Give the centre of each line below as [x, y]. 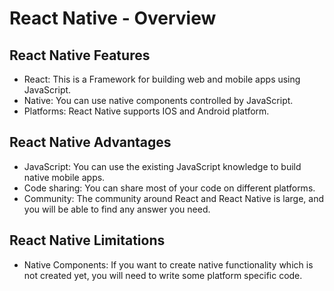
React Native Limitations [87, 240]
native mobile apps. [64, 177]
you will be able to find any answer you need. [117, 209]
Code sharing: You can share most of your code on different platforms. [169, 188]
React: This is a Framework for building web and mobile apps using [162, 79]
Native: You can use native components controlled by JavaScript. [158, 100]
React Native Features [80, 55]
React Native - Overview [113, 18]
